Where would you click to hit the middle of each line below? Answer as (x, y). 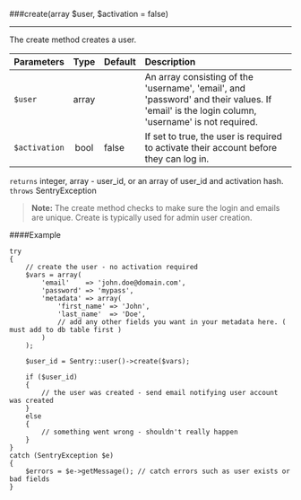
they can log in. (177, 159)
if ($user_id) (52, 377)
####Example (35, 235)
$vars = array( (54, 275)
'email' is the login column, (201, 110)
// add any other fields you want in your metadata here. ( (172, 322)
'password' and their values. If (208, 99)
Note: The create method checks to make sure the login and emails (155, 208)
